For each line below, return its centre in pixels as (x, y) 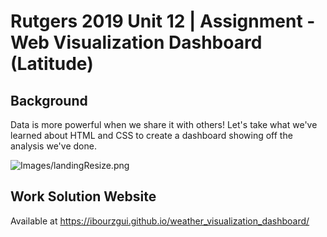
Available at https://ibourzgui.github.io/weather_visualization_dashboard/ (160, 221)
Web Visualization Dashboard (136, 42)
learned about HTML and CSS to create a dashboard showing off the (151, 135)
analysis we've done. (53, 146)
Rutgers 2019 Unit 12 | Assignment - (163, 21)
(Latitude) (52, 64)
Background (49, 100)
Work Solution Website (83, 196)
